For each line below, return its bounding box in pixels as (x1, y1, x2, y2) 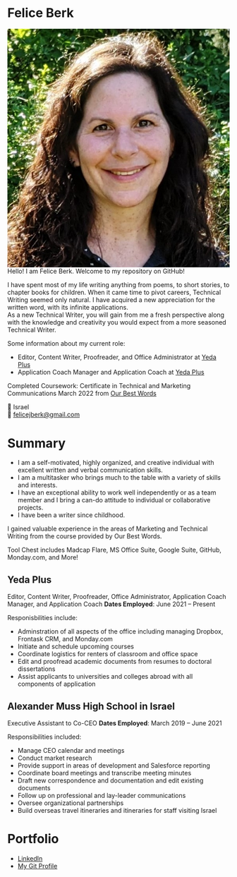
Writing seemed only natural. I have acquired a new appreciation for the (7, 296, 215, 304)
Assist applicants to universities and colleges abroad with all (17, 672, 193, 681)
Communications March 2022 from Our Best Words (7, 389, 157, 398)
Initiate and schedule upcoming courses (17, 642, 134, 651)
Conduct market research (17, 754, 92, 763)
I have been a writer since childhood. (17, 511, 126, 519)
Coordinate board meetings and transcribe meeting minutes (17, 769, 192, 778)
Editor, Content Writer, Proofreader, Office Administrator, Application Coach (7, 593, 227, 601)
